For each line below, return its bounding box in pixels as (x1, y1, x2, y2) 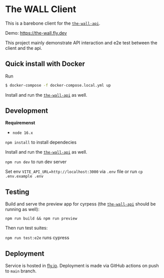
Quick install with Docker (5, 59, 85, 68)
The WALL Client (5, 4, 76, 15)
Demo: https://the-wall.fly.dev (5, 30, 67, 36)
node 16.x (12, 130, 34, 135)
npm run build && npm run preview (5, 216, 78, 221)
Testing (5, 187, 30, 196)
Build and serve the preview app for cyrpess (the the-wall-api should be (5, 201, 156, 207)
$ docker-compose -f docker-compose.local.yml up (5, 83, 111, 88)
